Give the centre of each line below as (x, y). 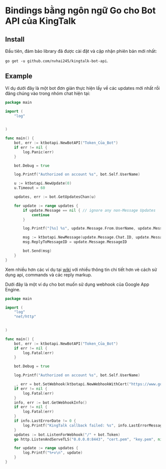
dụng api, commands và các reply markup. (49, 274)
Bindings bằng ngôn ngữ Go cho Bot (81, 11)
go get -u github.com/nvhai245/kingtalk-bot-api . (57, 61)
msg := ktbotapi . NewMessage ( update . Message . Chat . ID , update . (87, 237)
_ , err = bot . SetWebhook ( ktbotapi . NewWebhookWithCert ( (72, 384)
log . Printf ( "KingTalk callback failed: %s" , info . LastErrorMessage (94, 425)
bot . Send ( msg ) (37, 251)
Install (15, 39)
